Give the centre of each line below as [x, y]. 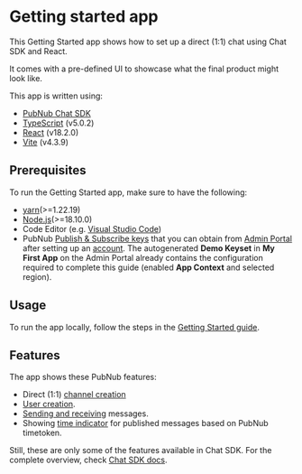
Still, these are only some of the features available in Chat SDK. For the [141, 451]
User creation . [49, 404]
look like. [26, 78]
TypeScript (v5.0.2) [58, 123]
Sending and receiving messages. [85, 414]
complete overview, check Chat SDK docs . [89, 460]
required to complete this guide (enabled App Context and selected [148, 267]
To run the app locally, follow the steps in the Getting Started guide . [134, 327]
